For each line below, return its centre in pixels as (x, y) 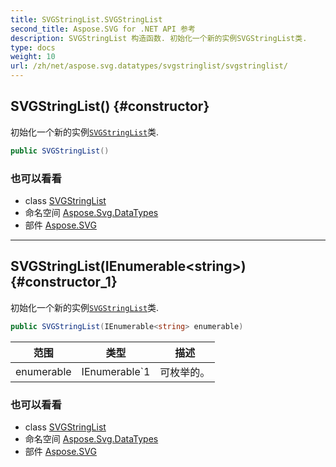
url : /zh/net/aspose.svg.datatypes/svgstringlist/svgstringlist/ (149, 66)
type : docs (33, 47)
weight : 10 (33, 57)
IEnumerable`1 (116, 371)
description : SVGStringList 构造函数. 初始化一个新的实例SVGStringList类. (159, 38)
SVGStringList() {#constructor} (110, 106)
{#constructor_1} (64, 282)
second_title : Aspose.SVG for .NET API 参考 (103, 29)
